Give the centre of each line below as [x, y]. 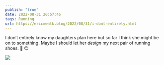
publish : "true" [22, 10]
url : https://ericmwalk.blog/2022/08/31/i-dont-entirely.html [71, 24]
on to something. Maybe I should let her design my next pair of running [78, 43]
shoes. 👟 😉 [17, 48]
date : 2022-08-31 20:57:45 [33, 14]
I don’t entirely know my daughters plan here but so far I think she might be [82, 38]
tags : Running [20, 19]
